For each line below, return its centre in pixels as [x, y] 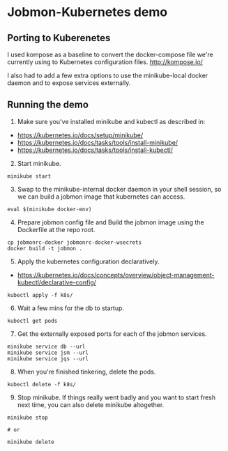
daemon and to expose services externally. [69, 83]
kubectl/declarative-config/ [56, 282]
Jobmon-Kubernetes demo [88, 12]
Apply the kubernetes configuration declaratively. [88, 261]
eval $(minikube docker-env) [50, 209]
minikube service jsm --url [48, 353]
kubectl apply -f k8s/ [40, 295]
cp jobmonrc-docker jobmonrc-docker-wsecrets [74, 242]
